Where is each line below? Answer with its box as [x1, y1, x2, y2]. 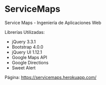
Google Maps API [11, 54, 47, 60]
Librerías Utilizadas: [4, 29, 45, 35]
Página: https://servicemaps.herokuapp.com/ [4, 74, 97, 80]
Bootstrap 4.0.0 [11, 44, 44, 50]
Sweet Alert [11, 65, 36, 71]
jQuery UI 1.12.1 [11, 49, 42, 55]
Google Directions [11, 59, 49, 65]
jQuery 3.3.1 [11, 38, 36, 45]
